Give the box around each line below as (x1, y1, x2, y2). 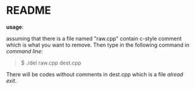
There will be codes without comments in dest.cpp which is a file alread (6, 70, 184, 78)
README (6, 4, 51, 17)
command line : (6, 47, 43, 54)
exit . (6, 77, 17, 84)
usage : (6, 23, 24, 30)
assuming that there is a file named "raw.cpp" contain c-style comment (6, 35, 182, 42)
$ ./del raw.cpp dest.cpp (20, 59, 82, 66)
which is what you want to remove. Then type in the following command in (6, 41, 190, 48)
